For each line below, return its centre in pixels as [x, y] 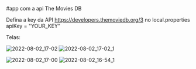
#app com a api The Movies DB [44, 8]
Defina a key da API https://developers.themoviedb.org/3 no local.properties [98, 20]
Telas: [13, 37]
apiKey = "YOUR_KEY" [33, 26]
